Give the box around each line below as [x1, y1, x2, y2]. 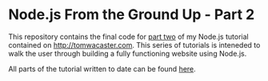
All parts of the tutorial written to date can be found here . [8, 64, 196, 73]
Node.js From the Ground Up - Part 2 [8, 6, 255, 24]
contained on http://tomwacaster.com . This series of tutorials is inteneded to [8, 40, 261, 49]
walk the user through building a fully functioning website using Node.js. [8, 48, 247, 58]
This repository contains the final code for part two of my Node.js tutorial [8, 32, 250, 41]
